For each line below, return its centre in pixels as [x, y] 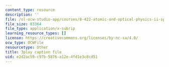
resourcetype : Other [27, 47]
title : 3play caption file [33, 52]
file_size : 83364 [23, 24]
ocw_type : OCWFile [24, 43]
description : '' [22, 15]
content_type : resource [30, 10]
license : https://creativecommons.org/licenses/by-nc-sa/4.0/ [72, 38]
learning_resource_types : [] [36, 33]
